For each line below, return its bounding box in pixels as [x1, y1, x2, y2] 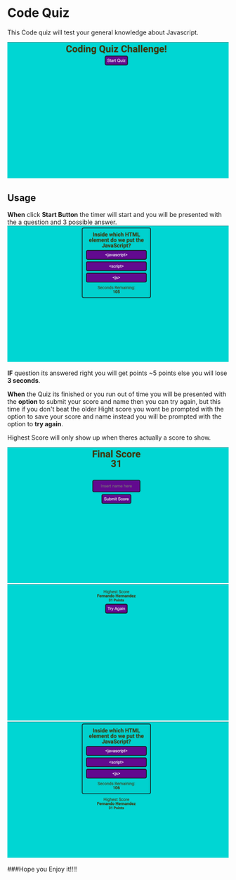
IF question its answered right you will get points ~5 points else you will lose [7, 369, 228, 377]
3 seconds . [7, 376, 41, 384]
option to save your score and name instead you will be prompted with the [7, 412, 222, 421]
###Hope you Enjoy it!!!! [7, 865, 77, 873]
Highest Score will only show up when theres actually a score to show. [7, 433, 211, 442]
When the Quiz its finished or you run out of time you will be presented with [7, 390, 227, 398]
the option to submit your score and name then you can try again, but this [7, 397, 221, 405]
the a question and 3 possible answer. [7, 218, 117, 226]
